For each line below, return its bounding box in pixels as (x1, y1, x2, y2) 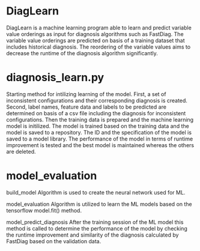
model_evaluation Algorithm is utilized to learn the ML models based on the (6, 200, 192, 208)
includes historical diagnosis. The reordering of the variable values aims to (6, 43, 191, 50)
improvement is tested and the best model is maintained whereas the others (6, 141, 194, 148)
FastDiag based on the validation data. (6, 237, 102, 244)
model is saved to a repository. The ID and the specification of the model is (6, 129, 192, 136)
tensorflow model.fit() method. (6, 207, 82, 214)
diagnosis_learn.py (6, 71, 105, 85)
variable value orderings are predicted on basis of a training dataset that (6, 37, 185, 44)
